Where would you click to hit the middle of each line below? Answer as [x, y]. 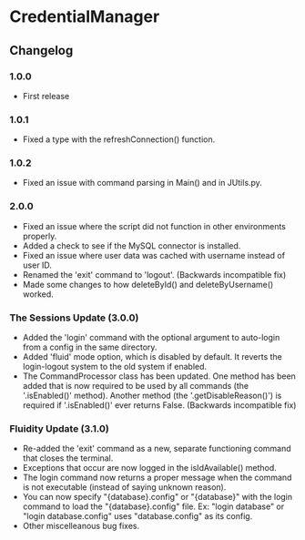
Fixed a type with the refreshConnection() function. [119, 139]
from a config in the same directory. [90, 347]
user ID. [37, 265]
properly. [40, 236]
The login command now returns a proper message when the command [157, 478]
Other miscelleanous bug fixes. [81, 526]
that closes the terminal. [68, 458]
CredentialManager [85, 17]
